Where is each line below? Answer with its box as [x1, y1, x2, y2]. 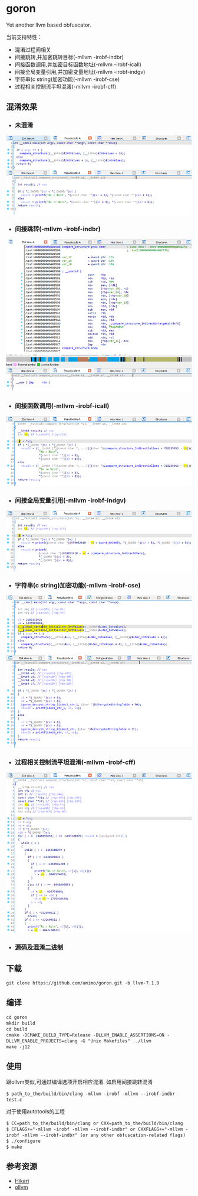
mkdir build [6, 1020, 35, 1026]
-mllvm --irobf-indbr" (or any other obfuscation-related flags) [21, 1132, 186, 1138]
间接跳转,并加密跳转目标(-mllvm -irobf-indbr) [14, 53, 124, 60]
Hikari [14, 1178, 29, 1185]
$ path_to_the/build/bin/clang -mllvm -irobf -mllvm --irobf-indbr [6, 1091, 176, 1097]
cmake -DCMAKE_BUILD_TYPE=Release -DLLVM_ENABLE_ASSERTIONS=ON [6, 1032, 165, 1038]
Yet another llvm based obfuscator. [6, 21, 91, 28]
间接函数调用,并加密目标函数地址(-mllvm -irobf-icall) [14, 61, 141, 68]
